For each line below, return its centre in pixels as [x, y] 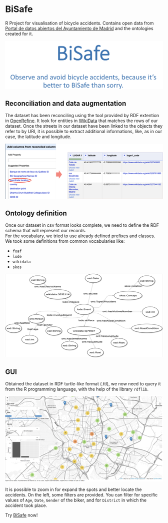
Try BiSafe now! [21, 515]
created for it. [19, 34]
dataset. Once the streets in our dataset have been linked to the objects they [84, 126]
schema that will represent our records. [46, 230]
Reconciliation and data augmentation [66, 103]
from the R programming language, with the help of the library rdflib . [77, 389]
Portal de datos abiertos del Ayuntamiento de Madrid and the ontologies [79, 28]
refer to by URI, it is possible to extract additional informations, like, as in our [84, 131]
